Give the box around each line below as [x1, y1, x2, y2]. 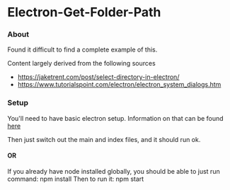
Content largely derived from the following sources [7, 59, 156, 68]
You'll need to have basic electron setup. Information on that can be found [7, 114, 224, 122]
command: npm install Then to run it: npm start [7, 174, 144, 183]
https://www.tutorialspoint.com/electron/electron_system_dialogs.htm [17, 81, 222, 89]
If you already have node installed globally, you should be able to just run [7, 167, 221, 175]
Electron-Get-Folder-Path [7, 4, 161, 20]
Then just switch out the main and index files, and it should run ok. [7, 135, 201, 143]
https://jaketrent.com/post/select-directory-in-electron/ [17, 73, 180, 81]
